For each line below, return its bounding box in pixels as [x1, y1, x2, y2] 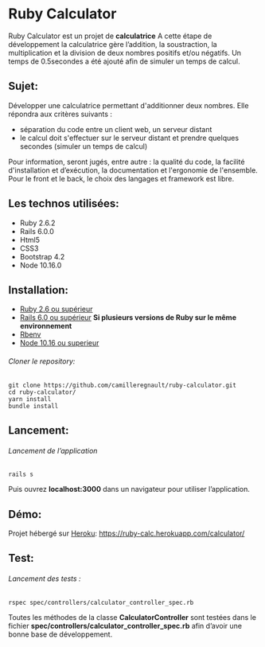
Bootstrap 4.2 [19, 251, 65, 261]
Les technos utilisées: [8, 197, 119, 211]
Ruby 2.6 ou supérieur [19, 304, 93, 314]
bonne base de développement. [8, 629, 113, 639]
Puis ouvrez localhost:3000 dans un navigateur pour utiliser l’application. [8, 485, 251, 494]
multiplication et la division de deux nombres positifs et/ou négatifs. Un [8, 48, 241, 57]
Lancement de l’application [8, 446, 98, 455]
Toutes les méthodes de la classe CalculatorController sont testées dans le [8, 612, 257, 622]
